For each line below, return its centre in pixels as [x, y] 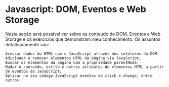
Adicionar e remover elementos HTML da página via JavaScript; [73, 58]
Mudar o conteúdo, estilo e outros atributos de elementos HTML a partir [85, 67]
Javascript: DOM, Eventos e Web [76, 9]
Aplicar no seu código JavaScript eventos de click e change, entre [79, 76]
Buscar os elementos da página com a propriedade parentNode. [72, 62]
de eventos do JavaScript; [34, 71]
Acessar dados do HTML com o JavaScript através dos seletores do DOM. [82, 54]
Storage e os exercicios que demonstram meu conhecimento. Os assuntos [83, 39]
